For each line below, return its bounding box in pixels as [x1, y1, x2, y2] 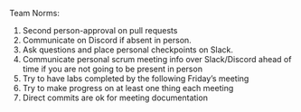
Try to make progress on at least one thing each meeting [22, 83, 234, 93]
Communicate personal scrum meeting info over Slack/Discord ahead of [22, 54, 292, 64]
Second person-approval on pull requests [22, 25, 178, 35]
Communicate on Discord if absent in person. [22, 35, 192, 45]
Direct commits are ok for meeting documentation [22, 92, 208, 103]
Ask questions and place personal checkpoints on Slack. [22, 44, 233, 55]
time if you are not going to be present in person [22, 63, 203, 74]
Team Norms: [9, 8, 61, 18]
